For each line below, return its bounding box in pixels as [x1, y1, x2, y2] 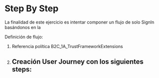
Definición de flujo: [4, 34, 43, 40]
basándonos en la [4, 24, 41, 30]
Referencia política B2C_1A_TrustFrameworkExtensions [11, 43, 123, 49]
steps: [11, 65, 32, 74]
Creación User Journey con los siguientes [11, 57, 144, 66]
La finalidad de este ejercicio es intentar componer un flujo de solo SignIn [4, 19, 155, 25]
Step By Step [4, 3, 59, 14]
